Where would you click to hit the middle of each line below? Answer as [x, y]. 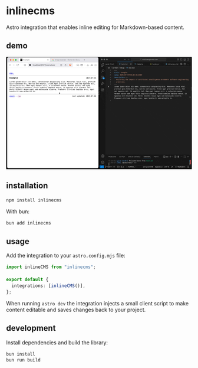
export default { [27, 280]
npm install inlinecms [34, 200]
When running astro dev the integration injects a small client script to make [98, 303]
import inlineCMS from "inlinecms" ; [51, 267]
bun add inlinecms [29, 223]
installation [27, 186]
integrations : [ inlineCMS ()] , [48, 286]
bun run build [24, 360]
